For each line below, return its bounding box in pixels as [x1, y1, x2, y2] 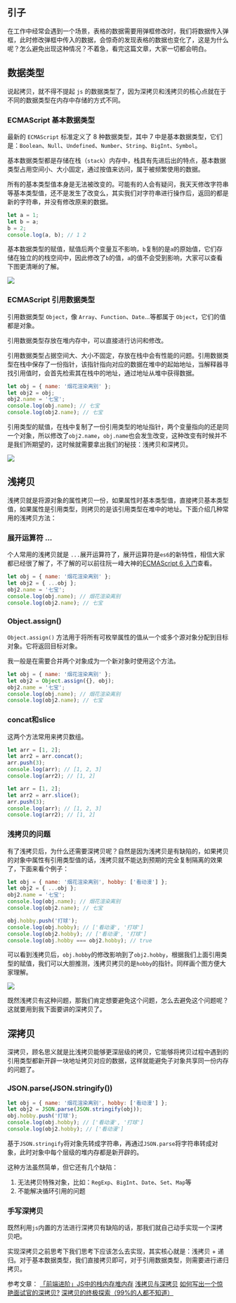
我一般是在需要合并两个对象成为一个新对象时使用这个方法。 [7, 656, 180, 665]
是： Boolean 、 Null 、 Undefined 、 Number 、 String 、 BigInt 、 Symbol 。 [7, 141, 202, 149]
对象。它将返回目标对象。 [7, 642, 81, 650]
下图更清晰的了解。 [7, 263, 63, 271]
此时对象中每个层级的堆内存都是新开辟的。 [19, 1147, 143, 1157]
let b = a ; [7, 218, 39, 225]
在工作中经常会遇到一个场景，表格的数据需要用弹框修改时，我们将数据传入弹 [7, 27, 229, 35]
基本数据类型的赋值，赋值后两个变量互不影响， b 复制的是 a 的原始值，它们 [7, 245, 217, 254]
